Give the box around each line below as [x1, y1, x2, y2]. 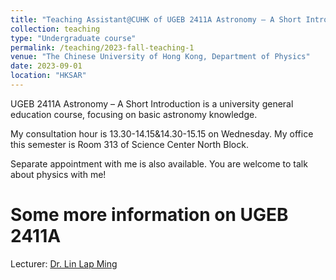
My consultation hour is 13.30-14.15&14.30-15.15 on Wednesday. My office [10, 127, 314, 140]
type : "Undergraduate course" [10, 33, 137, 43]
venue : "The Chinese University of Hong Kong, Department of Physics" [10, 52, 311, 62]
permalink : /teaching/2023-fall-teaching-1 [10, 42, 195, 53]
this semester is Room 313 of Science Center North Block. [10, 138, 249, 150]
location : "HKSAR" [10, 71, 87, 81]
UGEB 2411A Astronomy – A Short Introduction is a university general [10, 97, 294, 110]
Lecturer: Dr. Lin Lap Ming [10, 257, 118, 270]
